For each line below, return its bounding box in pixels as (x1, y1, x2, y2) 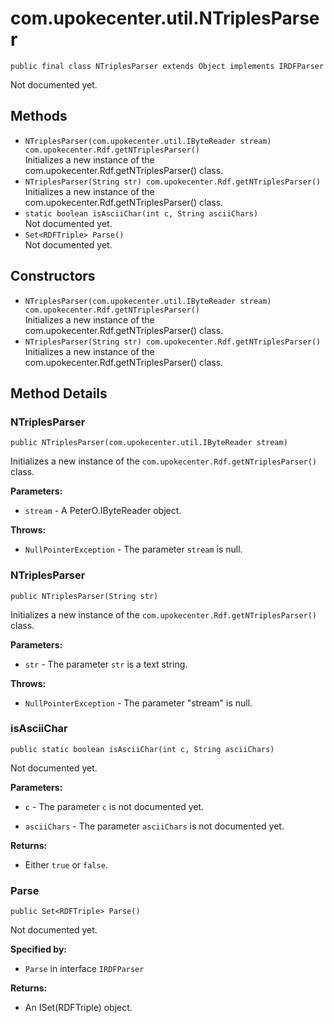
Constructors (10, 268, 96, 285)
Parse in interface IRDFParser (24, 963, 145, 975)
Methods (10, 108, 68, 125)
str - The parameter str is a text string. (24, 658, 188, 670)
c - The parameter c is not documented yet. (24, 800, 205, 812)
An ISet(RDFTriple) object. (24, 1002, 133, 1014)
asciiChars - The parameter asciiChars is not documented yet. (24, 820, 285, 832)
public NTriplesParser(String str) (10, 591, 159, 601)
